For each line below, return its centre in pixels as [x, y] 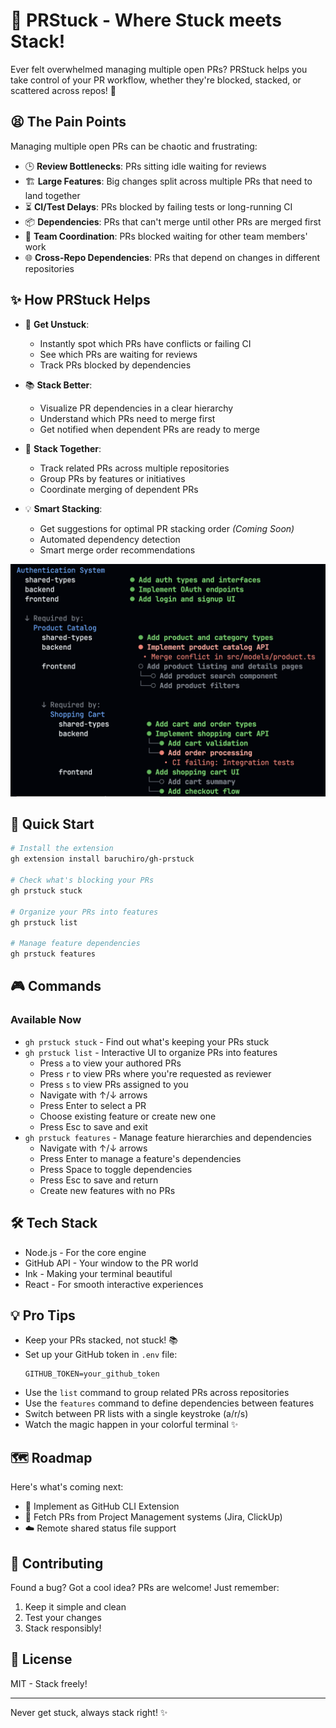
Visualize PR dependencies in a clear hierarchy [136, 408]
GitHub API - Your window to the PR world [111, 1263]
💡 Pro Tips [43, 1315]
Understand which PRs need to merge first [127, 418]
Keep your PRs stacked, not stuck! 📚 [101, 1340]
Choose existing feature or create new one [128, 1116]
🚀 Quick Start [52, 824]
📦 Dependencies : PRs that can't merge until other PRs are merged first [173, 221]
